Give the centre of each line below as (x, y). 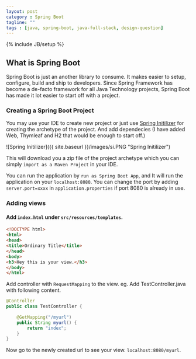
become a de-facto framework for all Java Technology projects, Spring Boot (98, 89)
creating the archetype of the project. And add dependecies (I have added (96, 130)
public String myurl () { (47, 323)
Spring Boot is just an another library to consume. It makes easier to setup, (96, 77)
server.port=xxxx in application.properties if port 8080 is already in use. (96, 188)
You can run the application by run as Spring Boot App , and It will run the (94, 176)
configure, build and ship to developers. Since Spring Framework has (90, 83)
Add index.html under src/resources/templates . (64, 217)
